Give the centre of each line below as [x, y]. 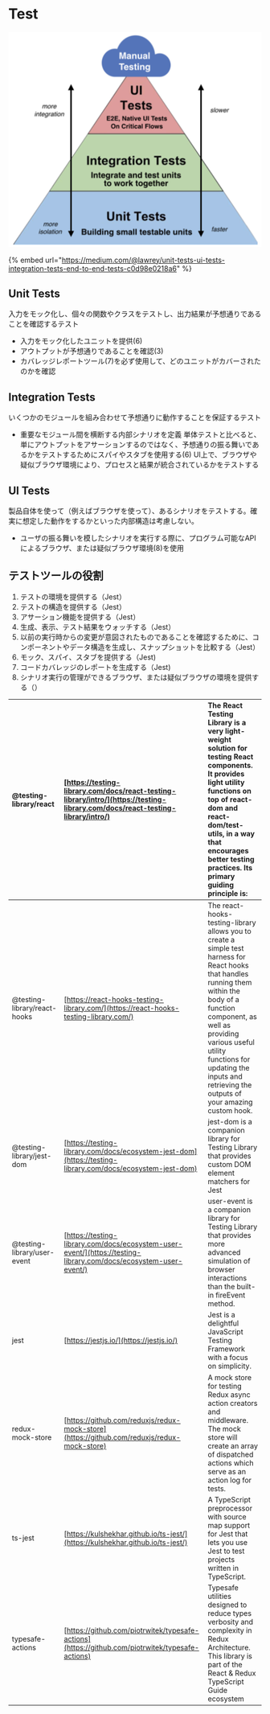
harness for [227, 956]
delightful [223, 1323]
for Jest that [228, 1534]
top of [218, 799]
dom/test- [225, 825]
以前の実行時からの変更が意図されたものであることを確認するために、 [136, 637]
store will [223, 1437]
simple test [226, 948]
